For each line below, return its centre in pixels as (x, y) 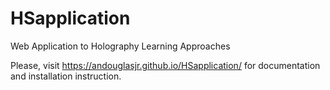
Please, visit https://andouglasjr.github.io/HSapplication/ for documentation (165, 65)
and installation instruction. (66, 76)
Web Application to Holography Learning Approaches (120, 46)
